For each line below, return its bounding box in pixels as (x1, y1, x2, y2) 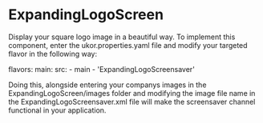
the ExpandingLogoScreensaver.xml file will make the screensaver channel (8, 97, 256, 106)
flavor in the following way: (8, 49, 98, 58)
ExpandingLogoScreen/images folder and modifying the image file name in (8, 88, 256, 97)
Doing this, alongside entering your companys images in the (8, 80, 207, 89)
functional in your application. (8, 105, 107, 115)
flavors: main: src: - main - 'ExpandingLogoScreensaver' (8, 64, 195, 73)
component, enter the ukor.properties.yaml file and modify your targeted (8, 40, 248, 50)
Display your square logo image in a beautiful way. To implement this (8, 32, 236, 42)
